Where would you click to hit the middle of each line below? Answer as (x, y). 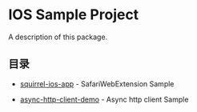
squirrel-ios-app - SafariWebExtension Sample (97, 84)
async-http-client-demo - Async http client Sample (104, 99)
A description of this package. (58, 37)
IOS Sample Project (74, 15)
